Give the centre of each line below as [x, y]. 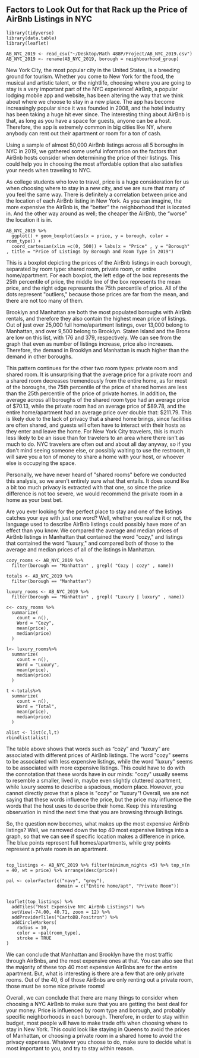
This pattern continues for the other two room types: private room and [92, 368]
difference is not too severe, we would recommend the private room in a [94, 494]
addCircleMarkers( [34, 922]
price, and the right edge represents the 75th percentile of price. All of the [97, 288]
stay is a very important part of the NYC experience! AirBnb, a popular [92, 89]
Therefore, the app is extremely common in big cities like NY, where [89, 127]
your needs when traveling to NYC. [49, 170]
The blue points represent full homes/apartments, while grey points [89, 842]
